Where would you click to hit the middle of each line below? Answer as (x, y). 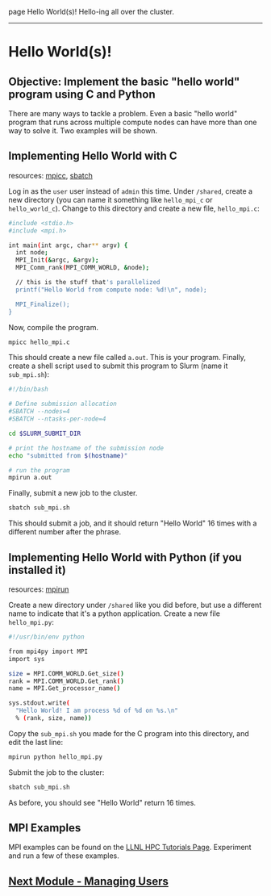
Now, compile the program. (54, 327)
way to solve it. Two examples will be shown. (83, 131)
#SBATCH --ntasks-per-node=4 (57, 419)
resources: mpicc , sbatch (50, 175)
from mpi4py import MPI (48, 651)
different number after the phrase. (65, 532)
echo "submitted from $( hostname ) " (68, 455)
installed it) (37, 569)
